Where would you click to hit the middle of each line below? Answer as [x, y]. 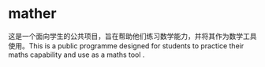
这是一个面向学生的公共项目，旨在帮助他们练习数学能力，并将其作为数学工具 [132, 36]
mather [32, 14]
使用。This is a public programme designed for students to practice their [126, 46]
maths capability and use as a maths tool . [77, 55]
